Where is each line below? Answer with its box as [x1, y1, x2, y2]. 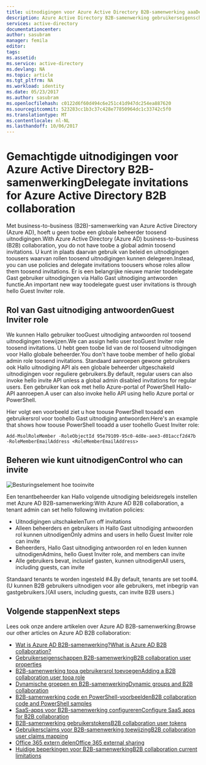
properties [15, 661, 42, 668]
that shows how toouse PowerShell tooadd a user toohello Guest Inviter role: [6, 421, 200, 429]
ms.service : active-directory [6, 60, 84, 66]
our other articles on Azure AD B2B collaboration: [6, 629, 131, 636]
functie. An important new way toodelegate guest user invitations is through [6, 281, 197, 289]
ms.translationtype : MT [6, 112, 67, 118]
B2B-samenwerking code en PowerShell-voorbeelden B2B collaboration [15, 693, 197, 701]
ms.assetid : [6, 55, 37, 61]
